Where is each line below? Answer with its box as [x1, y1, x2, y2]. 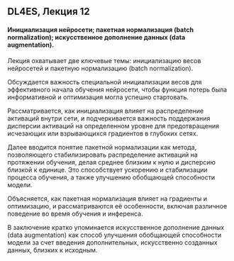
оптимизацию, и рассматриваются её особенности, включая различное [7, 201, 228, 210]
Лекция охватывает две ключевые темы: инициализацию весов [7, 56, 201, 65]
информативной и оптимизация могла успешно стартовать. [7, 92, 189, 101]
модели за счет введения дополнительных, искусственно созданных [7, 238, 218, 247]
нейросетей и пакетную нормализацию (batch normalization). [7, 64, 194, 72]
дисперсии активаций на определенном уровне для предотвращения [7, 121, 220, 130]
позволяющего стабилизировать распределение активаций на [7, 150, 199, 159]
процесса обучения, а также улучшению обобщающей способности [7, 173, 216, 182]
